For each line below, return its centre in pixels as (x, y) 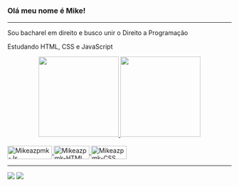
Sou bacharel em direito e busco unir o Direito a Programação (98, 33)
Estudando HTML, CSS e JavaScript (60, 47)
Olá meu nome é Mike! (47, 11)
